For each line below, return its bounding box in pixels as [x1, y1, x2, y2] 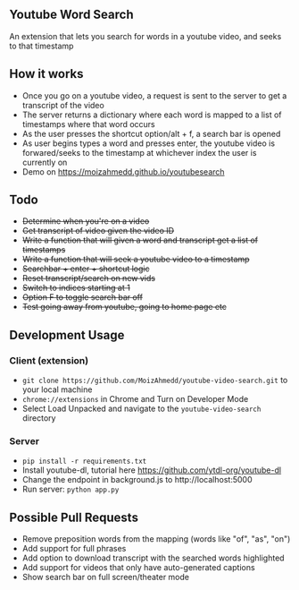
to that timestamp [9, 40, 74, 51]
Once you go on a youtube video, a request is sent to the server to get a [21, 90, 287, 101]
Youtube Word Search [9, 7, 134, 22]
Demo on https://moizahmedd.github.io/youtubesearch [21, 166, 225, 177]
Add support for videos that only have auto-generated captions [21, 562, 256, 573]
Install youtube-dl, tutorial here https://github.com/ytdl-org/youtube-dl [21, 465, 282, 475]
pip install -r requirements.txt [21, 457, 147, 466]
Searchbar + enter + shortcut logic [21, 263, 150, 274]
